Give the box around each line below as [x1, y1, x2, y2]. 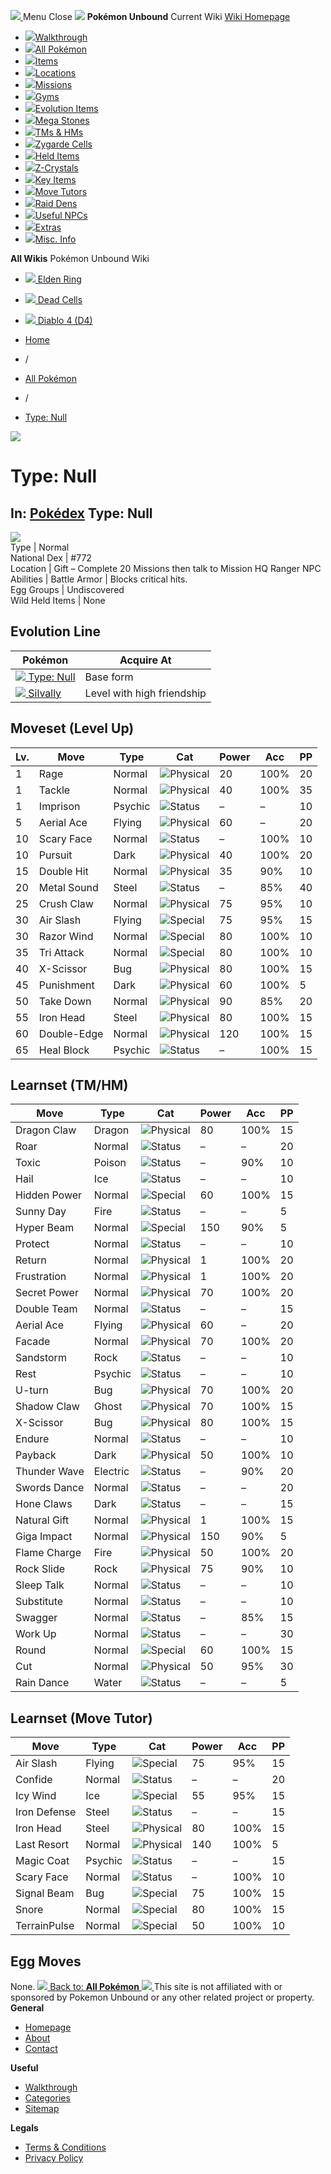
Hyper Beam [15, 1221, 75, 1235]
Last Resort [15, 1838, 69, 1852]
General [10, 2002, 45, 2014]
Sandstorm [15, 1351, 67, 1365]
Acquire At [119, 653, 172, 667]
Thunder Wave [15, 1465, 85, 1479]
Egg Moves [10, 1953, 82, 1970]
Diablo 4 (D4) [37, 315, 93, 326]
